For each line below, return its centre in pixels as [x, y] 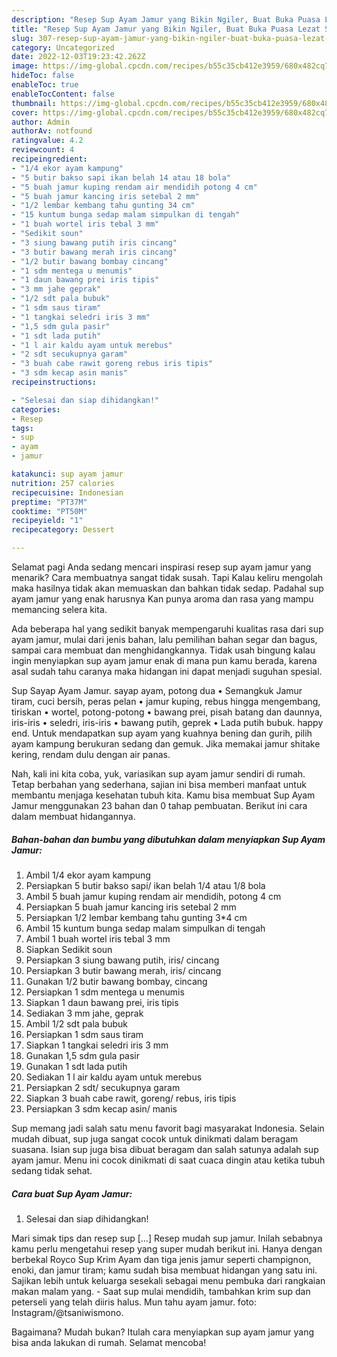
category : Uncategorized [63, 47]
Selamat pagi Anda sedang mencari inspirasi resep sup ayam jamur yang [161, 567]
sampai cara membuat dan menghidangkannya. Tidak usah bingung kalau [163, 650]
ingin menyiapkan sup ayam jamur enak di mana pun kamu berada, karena [164, 660]
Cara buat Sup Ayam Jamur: [72, 1193]
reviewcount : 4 [43, 150]
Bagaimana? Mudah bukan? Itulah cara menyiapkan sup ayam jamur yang [163, 1332]
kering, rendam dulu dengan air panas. [91, 754]
